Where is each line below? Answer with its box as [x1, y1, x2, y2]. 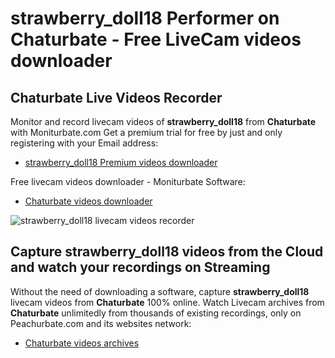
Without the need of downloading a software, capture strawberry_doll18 [10, 285, 310, 297]
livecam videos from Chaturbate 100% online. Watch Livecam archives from [10, 296, 325, 308]
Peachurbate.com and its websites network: [10, 317, 192, 329]
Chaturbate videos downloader [24, 195, 153, 207]
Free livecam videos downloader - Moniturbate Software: [10, 176, 246, 187]
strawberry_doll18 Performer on [10, 7, 280, 30]
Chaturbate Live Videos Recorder [10, 89, 223, 106]
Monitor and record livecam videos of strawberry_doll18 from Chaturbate [10, 116, 317, 127]
